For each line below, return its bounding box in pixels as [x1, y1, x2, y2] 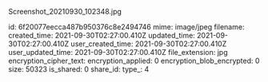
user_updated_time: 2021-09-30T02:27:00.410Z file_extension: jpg [8, 48, 228, 57]
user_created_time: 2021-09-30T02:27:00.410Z [70, 39, 227, 49]
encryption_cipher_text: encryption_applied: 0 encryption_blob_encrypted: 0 [8, 56, 260, 65]
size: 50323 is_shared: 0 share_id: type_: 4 [8, 64, 150, 74]
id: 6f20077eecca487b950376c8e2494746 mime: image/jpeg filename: [8, 22, 245, 31]
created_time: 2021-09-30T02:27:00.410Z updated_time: [8, 31, 196, 40]
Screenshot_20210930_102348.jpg [8, 7, 122, 16]
